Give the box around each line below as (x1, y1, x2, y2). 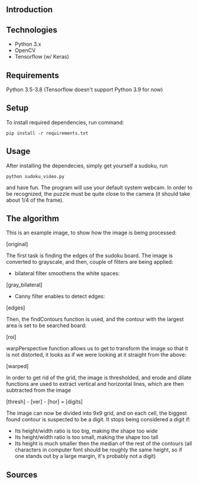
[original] (6, 241, 28, 248)
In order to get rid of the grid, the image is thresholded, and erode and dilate (6, 374, 192, 381)
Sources (6, 470, 38, 480)
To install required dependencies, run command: (6, 118, 124, 126)
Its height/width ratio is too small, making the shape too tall (14, 434, 158, 441)
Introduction (6, 5, 53, 15)
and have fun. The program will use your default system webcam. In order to (6, 183, 193, 191)
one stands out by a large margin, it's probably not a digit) (14, 453, 156, 460)
